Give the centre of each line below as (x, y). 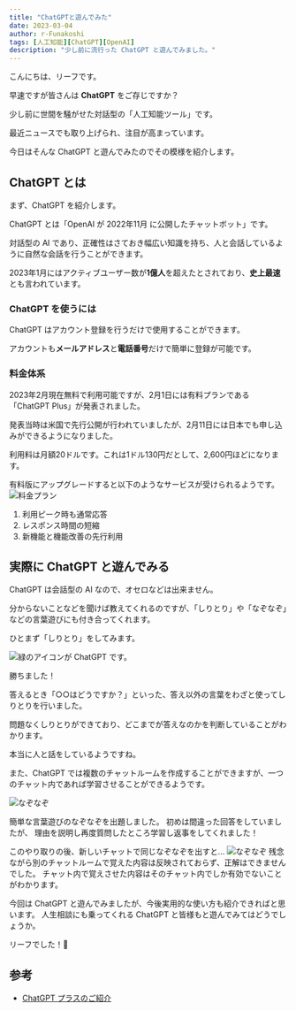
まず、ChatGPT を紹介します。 (65, 205)
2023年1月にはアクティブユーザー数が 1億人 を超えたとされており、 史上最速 (145, 272)
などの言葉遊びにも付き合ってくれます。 (82, 619)
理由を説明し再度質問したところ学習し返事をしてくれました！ (146, 833)
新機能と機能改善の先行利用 (72, 536)
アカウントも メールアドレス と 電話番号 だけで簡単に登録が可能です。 (133, 348)
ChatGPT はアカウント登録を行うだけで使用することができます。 (127, 330)
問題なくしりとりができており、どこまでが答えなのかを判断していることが (144, 724)
